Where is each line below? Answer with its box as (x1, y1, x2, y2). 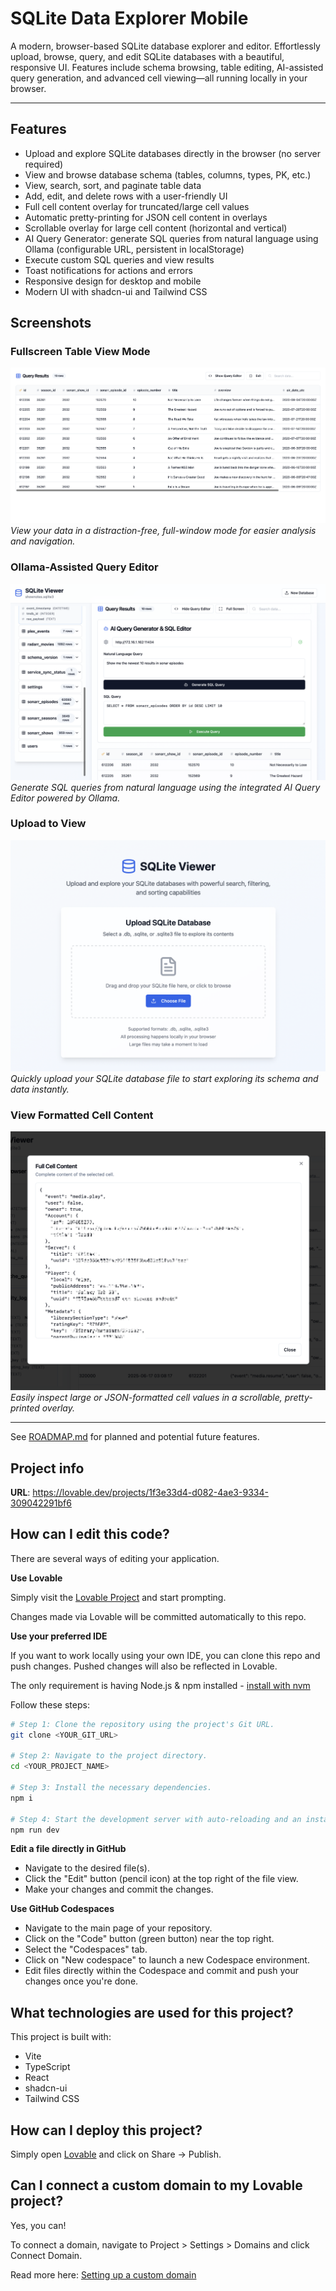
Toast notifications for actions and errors (24, 264, 193, 276)
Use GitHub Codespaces (10, 1903, 115, 1915)
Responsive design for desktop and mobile (24, 275, 202, 287)
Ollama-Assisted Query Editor (10, 560, 159, 574)
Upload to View (10, 817, 87, 831)
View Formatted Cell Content (10, 1108, 154, 1122)
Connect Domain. (10, 2249, 83, 2261)
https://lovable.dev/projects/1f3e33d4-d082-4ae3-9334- (32, 1487, 269, 1498)
